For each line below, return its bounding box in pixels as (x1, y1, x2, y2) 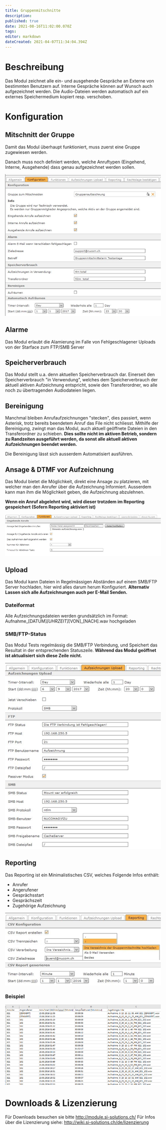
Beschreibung (5, 62, 64, 73)
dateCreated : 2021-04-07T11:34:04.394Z (5, 40, 87, 45)
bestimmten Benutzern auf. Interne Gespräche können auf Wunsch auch (5, 83, 153, 89)
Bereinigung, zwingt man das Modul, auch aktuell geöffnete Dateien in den (5, 425, 157, 431)
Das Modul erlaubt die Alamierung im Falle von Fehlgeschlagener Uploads (5, 339, 156, 345)
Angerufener (12, 887, 39, 893)
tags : (5, 29, 16, 34)
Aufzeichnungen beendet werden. (5, 441, 78, 447)
